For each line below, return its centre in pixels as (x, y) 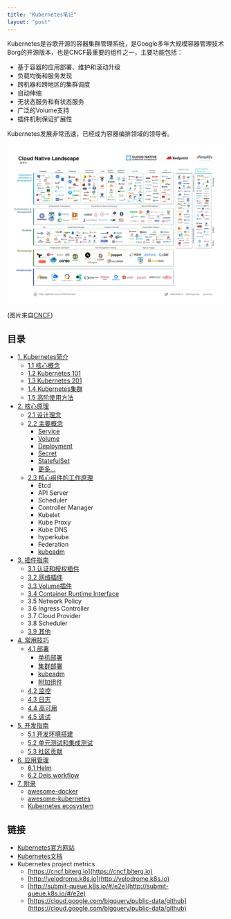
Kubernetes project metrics (56, 864)
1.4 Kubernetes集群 (55, 389)
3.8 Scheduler (47, 623)
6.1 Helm (39, 768)
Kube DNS (53, 529)
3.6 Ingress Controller (58, 609)
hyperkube (53, 537)
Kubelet (49, 515)
